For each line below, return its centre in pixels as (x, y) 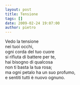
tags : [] (14, 18)
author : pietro (20, 28)
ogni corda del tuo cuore (30, 52)
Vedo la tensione (22, 41)
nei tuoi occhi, (19, 47)
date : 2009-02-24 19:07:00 (32, 23)
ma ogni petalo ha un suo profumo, (40, 72)
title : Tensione (21, 14)
